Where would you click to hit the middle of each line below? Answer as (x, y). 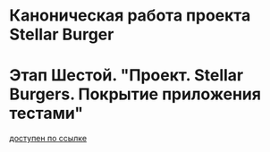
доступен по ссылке (48, 139)
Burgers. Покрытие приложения (135, 94)
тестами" (46, 114)
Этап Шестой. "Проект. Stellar (127, 76)
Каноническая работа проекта (130, 16)
